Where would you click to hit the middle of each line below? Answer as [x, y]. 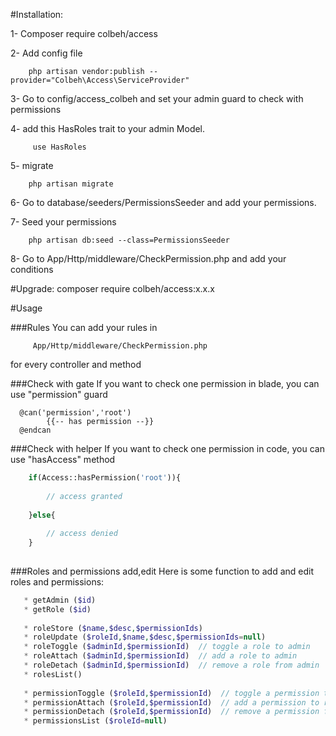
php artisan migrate [71, 184]
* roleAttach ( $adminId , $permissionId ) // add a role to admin [160, 656]
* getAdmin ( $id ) [60, 600]
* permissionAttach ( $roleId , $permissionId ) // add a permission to [171, 702]
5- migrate [32, 165]
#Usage [26, 308]
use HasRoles [59, 147]
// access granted [84, 496]
